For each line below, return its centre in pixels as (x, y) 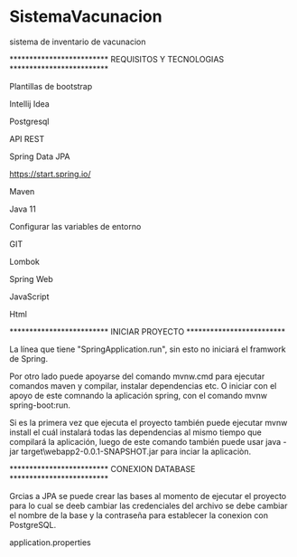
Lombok (25, 261)
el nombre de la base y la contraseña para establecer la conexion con (139, 515)
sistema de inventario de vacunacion (78, 42)
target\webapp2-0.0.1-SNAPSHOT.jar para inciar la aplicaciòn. (136, 451)
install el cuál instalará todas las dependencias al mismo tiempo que (135, 432)
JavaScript (29, 297)
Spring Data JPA (40, 156)
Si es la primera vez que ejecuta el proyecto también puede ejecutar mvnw (148, 422)
